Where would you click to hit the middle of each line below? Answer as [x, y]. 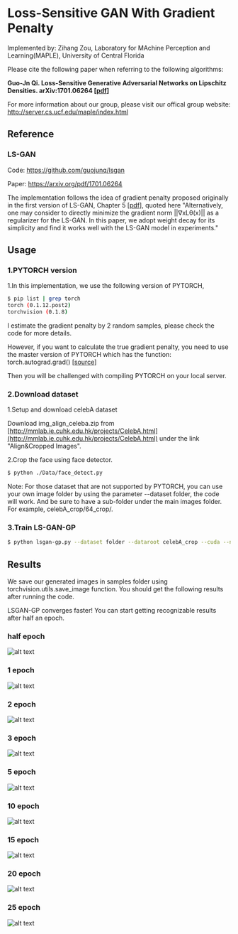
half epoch [26, 636]
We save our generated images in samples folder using [87, 581]
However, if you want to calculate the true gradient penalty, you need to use [118, 347]
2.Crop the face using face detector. [60, 460]
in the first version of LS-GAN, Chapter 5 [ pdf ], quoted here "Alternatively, [115, 205]
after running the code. [41, 597]
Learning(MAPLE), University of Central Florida [76, 55]
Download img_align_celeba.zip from [61, 424]
